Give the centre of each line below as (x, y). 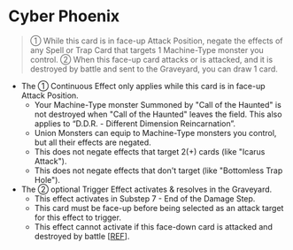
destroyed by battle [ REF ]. (82, 236)
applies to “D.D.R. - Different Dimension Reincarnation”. (135, 123)
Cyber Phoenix (64, 16)
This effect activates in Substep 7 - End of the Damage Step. (145, 198)
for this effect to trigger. (77, 217)
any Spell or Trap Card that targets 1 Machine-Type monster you (147, 49)
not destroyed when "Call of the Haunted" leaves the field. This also (158, 114)
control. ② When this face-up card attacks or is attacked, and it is (151, 59)
